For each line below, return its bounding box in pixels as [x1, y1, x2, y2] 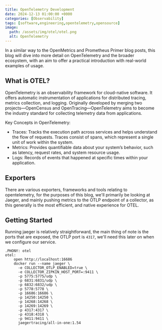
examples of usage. [5, 62, 44, 68]
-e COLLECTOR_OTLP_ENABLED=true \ [17, 266, 88, 270]
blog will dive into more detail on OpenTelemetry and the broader [5, 52, 134, 58]
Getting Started [5, 216, 53, 224]
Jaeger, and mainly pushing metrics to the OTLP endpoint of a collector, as [5, 197, 154, 203]
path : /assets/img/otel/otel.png [9, 30, 77, 34]
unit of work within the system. [12, 139, 74, 145]
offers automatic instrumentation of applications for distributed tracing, [5, 95, 147, 101]
